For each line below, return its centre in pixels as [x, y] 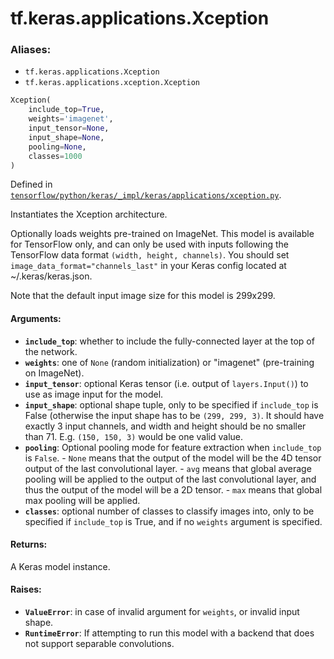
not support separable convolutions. [99, 644]
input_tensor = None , [69, 128]
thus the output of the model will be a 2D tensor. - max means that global [173, 489]
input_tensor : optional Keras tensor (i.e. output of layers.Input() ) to [166, 383]
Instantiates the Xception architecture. [89, 214]
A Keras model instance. [60, 566]
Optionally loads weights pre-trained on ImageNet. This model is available [162, 234]
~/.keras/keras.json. [51, 276]
